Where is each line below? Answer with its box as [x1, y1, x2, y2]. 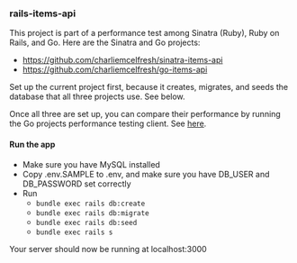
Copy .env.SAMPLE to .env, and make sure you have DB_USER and [22, 168, 270, 179]
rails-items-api [9, 7, 76, 20]
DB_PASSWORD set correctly [22, 178, 132, 189]
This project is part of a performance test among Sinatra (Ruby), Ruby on [9, 28, 280, 39]
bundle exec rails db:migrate [35, 208, 150, 218]
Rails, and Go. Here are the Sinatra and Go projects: [9, 37, 201, 48]
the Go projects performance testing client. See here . [9, 118, 207, 129]
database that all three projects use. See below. [9, 91, 186, 102]
